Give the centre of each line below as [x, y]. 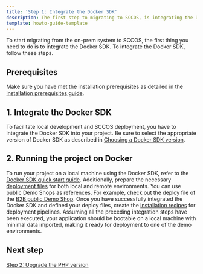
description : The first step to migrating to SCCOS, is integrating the [100, 18]
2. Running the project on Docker [69, 159]
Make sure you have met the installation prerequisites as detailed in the [95, 87]
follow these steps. [30, 53]
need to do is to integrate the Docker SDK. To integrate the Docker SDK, [96, 47]
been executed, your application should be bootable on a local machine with [101, 218]
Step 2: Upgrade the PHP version [47, 264]
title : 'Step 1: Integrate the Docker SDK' [62, 12]
